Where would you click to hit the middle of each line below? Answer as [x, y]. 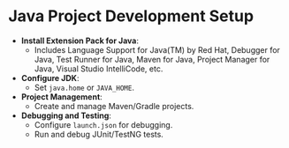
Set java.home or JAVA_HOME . [84, 87]
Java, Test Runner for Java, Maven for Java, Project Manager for [152, 59]
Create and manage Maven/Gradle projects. [114, 106]
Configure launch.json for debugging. [103, 124]
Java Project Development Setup [131, 16]
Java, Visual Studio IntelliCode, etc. [99, 69]
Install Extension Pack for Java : [80, 41]
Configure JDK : [50, 78]
